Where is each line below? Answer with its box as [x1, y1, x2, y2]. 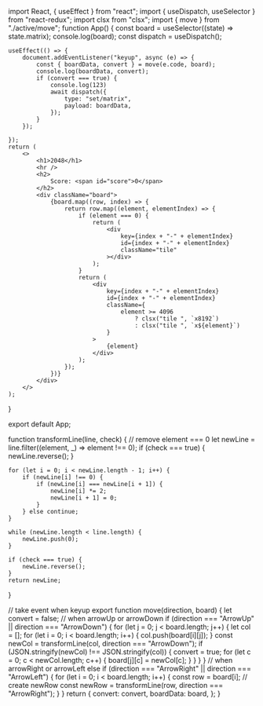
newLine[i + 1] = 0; [49, 494, 118, 502]
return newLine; [8, 576, 61, 584]
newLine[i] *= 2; [49, 487, 108, 495]
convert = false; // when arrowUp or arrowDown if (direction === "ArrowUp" [8, 614, 255, 623]
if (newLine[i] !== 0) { [22, 474, 104, 481]
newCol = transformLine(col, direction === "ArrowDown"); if [8, 639, 203, 648]
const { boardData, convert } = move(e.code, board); [36, 60, 216, 68]
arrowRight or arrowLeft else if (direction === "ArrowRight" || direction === [8, 664, 251, 673]
